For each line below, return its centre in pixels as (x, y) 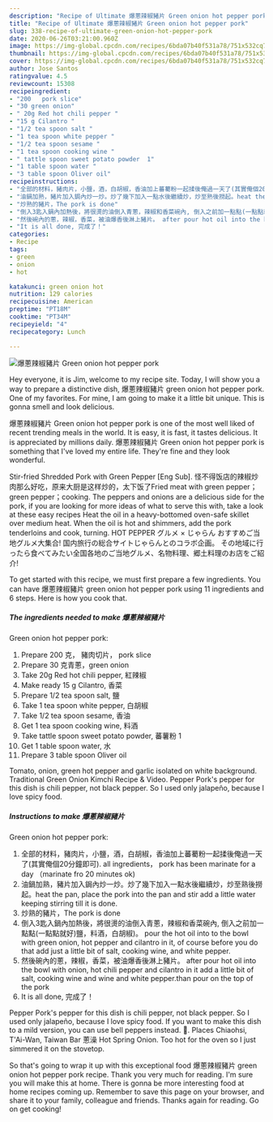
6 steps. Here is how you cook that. (68, 598)
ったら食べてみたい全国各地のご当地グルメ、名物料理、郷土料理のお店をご (133, 552)
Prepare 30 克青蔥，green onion (75, 665)
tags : (18, 250)
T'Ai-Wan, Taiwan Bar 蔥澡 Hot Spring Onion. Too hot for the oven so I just (132, 1040)
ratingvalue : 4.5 (38, 76)
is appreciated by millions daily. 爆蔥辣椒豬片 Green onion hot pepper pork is (137, 442)
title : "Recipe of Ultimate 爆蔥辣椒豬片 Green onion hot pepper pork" (129, 23)
